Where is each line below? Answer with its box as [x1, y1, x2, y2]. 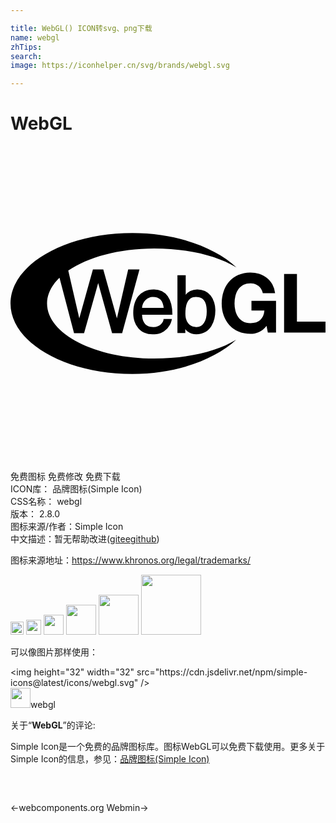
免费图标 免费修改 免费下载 [10, 471, 121, 483]
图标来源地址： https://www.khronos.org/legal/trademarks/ [10, 554, 252, 566]
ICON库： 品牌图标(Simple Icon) [10, 483, 143, 495]
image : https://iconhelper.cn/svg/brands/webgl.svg [10, 61, 230, 71]
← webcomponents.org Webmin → [10, 802, 149, 814]
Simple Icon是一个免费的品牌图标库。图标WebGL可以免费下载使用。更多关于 [10, 741, 326, 753]
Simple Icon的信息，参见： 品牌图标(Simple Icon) [10, 753, 210, 765]
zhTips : [10, 42, 43, 52]
